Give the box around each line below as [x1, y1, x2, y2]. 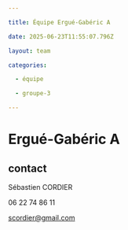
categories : [8, 61, 47, 69]
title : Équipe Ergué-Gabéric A [8, 18, 111, 26]
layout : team [8, 46, 51, 55]
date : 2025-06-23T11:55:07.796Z [8, 32, 114, 40]
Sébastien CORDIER [8, 183, 73, 191]
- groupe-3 [15, 90, 51, 98]
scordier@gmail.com [8, 213, 75, 222]
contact [8, 161, 47, 175]
